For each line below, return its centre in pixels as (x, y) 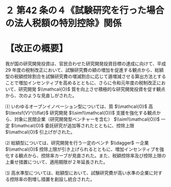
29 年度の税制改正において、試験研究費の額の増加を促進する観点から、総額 (85, 70)
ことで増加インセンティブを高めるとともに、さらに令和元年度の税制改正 (81, 83)
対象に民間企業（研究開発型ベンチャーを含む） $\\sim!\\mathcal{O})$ (87, 119)
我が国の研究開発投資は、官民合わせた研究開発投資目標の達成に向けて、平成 (86, 64)
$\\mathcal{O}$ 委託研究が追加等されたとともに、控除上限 (72, 126)
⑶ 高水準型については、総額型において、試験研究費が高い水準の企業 (77, 173)
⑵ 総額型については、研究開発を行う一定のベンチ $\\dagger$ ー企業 (77, 143)
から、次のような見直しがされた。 (41, 96)
